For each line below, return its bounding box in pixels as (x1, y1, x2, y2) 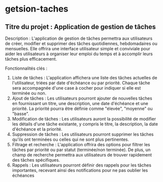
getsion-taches (5, 3, 69, 15)
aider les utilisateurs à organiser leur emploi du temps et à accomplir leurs (5, 51, 153, 57)
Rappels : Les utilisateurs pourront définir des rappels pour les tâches (12, 162, 151, 168)
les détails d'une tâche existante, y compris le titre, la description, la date (12, 121, 158, 127)
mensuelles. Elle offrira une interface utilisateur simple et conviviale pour (5, 46, 150, 51)
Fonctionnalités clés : (5, 65, 48, 71)
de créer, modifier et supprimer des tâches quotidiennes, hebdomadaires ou (5, 41, 158, 46)
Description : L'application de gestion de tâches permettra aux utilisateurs (5, 35, 153, 41)
